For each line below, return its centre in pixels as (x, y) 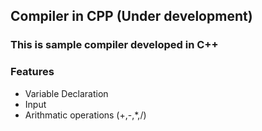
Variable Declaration (66, 93)
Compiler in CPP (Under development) (131, 16)
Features (32, 72)
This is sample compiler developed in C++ (114, 45)
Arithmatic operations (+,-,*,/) (85, 115)
